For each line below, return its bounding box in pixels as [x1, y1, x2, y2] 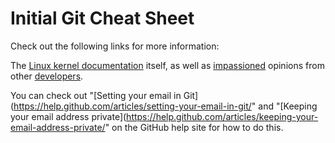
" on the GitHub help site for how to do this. [104, 121, 284, 133]
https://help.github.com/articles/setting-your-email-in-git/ [13, 100, 252, 112]
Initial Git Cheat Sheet [10, 7, 195, 30]
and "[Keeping [258, 100, 318, 112]
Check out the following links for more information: [10, 40, 220, 52]
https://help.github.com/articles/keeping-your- [126, 110, 319, 122]
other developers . [10, 70, 84, 82]
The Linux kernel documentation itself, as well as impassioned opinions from [10, 59, 325, 71]
